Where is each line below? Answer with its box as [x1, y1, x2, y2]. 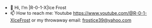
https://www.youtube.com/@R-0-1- [72, 10, 147, 16]
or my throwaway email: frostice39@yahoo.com [31, 17, 132, 23]
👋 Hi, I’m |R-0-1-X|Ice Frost [10, 5, 67, 10]
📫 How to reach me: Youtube [10, 10, 72, 16]
